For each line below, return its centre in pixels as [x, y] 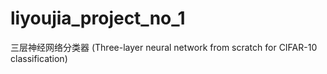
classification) [39, 58]
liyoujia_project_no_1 [98, 18]
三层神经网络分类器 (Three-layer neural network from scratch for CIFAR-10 [164, 47]
